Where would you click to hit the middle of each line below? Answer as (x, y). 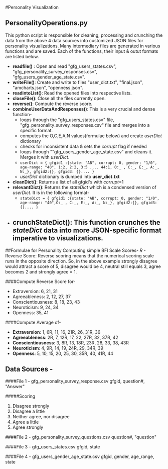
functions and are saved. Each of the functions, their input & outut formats (82, 51)
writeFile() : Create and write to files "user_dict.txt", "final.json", (78, 82)
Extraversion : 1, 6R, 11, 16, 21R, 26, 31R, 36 (56, 332)
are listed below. (22, 56)
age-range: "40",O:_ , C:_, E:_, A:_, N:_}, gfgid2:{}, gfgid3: (89, 203)
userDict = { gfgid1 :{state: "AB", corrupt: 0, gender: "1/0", (89, 163)
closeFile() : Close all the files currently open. (59, 98)
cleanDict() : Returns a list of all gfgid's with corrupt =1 (68, 182)
